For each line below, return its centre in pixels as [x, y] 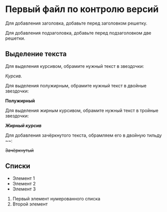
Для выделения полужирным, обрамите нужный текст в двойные [76, 85]
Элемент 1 [24, 178]
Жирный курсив [23, 125]
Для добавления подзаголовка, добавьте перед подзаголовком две [78, 33]
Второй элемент [30, 204]
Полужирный [20, 100]
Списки [18, 166]
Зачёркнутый [20, 150]
